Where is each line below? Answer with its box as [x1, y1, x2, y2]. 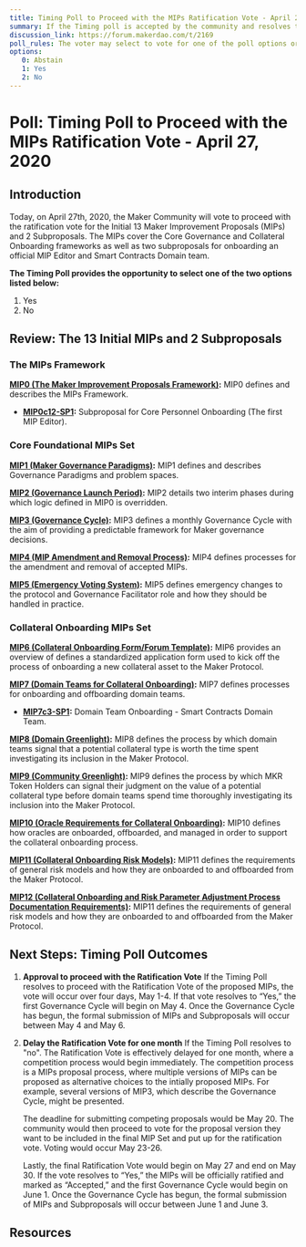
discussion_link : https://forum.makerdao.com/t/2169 [9, 30, 214, 39]
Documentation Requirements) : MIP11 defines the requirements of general [9, 901, 291, 912]
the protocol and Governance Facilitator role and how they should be [9, 588, 267, 599]
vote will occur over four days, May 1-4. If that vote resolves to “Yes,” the [22, 991, 297, 1002]
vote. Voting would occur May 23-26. [22, 1142, 163, 1153]
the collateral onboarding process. [9, 837, 138, 848]
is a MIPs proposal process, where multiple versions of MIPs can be [22, 1066, 278, 1077]
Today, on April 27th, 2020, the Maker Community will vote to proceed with [9, 211, 291, 222]
